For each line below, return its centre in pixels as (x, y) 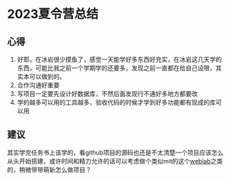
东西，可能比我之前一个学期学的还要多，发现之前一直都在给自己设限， (116, 68)
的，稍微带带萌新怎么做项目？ (49, 170)
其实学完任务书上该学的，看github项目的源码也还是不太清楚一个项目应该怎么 (115, 153)
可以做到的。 (47, 77)
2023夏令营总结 (53, 14)
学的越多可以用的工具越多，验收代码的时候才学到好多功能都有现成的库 (116, 102)
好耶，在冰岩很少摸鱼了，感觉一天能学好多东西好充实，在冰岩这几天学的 (119, 59)
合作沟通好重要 (38, 85)
